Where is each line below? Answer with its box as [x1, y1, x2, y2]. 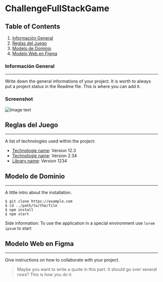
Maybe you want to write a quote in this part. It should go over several [16, 266, 157, 272]
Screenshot [5, 96, 33, 103]
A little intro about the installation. [5, 190, 72, 195]
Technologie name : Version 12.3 [12, 148, 76, 154]
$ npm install [5, 208, 34, 212]
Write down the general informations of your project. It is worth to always [5, 78, 151, 84]
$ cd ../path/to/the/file [5, 203, 57, 208]
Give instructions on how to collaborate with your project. [5, 257, 120, 263]
